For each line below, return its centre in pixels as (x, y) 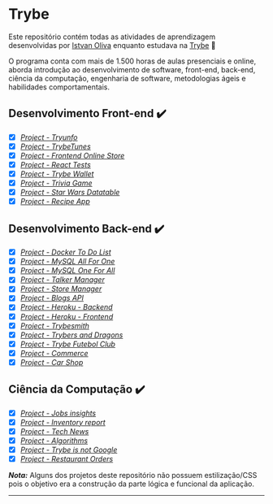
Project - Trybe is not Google (69, 450)
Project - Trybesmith (54, 325)
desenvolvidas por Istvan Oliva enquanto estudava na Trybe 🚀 (112, 45)
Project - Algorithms (54, 441)
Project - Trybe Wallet (57, 174)
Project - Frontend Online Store (72, 155)
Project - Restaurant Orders (67, 459)
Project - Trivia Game (56, 183)
